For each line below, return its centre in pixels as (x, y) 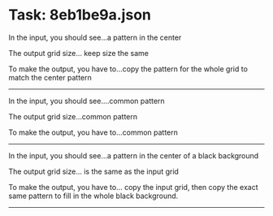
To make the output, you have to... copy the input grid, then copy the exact (133, 187)
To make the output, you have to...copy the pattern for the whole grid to (128, 69)
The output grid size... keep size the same (78, 53)
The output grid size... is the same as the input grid (93, 171)
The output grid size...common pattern (73, 116)
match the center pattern (50, 77)
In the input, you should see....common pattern (87, 101)
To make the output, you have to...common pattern (93, 132)
